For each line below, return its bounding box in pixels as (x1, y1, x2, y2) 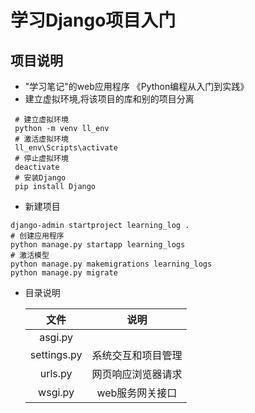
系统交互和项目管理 (91, 349, 183, 362)
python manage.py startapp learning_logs (10, 240, 186, 250)
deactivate (14, 162, 60, 172)
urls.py (39, 367, 73, 380)
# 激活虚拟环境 (14, 134, 69, 144)
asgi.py (39, 331, 74, 344)
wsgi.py (38, 386, 75, 399)
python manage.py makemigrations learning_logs (10, 259, 213, 269)
